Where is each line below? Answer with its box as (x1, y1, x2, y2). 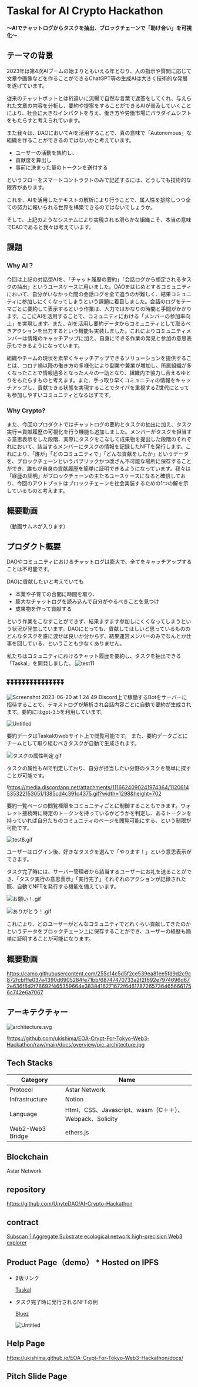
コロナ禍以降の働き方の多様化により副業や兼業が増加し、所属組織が (22, 362, 187, 369)
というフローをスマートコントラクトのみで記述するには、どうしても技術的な (6, 176, 192, 183)
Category (21, 1075, 48, 1084)
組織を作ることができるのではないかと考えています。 (6, 137, 135, 144)
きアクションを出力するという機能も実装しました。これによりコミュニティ (6, 327, 187, 335)
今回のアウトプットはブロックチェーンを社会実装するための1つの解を (16, 479, 184, 486)
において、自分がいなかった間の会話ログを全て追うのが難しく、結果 (6, 290, 171, 298)
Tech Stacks (6, 1058, 53, 1068)
